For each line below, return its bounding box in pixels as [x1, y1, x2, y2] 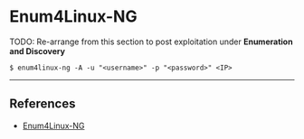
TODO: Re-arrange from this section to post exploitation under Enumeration [9, 36, 293, 47]
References [9, 97, 76, 112]
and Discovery [9, 45, 66, 56]
